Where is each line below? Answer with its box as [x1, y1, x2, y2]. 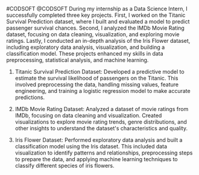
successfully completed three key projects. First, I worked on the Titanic [6, 11, 186, 19]
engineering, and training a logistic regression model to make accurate [14, 87, 191, 94]
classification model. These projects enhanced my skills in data [6, 50, 164, 57]
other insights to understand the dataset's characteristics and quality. [14, 125, 188, 132]
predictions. [14, 94, 45, 101]
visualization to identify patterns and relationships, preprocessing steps [14, 149, 193, 156]
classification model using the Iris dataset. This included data [14, 143, 168, 150]
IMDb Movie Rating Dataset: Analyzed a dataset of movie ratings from [14, 106, 189, 112]
